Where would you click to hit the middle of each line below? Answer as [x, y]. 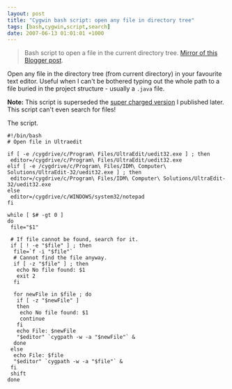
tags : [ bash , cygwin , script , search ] [59, 26]
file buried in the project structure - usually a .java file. [86, 89]
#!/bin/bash [24, 136]
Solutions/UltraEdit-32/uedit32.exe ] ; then [74, 173]
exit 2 [26, 276]
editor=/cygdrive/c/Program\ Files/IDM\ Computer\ [85, 178]
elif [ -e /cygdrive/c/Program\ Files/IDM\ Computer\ [87, 167]
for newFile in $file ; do [53, 295]
